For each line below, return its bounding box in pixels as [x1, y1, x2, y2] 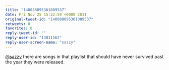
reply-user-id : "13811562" [5, 35, 62, 40]
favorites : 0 [5, 26, 33, 31]
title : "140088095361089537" [5, 7, 67, 12]
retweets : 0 [5, 21, 30, 26]
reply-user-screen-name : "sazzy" [5, 40, 76, 45]
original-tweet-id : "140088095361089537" [5, 16, 94, 21]
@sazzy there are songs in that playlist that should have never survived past [5, 53, 164, 59]
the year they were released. [5, 58, 65, 65]
